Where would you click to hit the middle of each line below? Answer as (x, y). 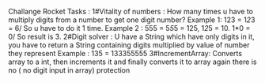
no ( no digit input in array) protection (69, 70)
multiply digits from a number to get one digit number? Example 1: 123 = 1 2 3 (132, 20)
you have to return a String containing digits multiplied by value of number (129, 45)
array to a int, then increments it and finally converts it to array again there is (132, 62)
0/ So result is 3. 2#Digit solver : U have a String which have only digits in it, (131, 36)
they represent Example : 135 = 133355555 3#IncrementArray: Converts (125, 53)
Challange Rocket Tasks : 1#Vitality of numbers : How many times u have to (131, 11)
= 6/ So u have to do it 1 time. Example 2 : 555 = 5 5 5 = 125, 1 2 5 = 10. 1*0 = (129, 28)
